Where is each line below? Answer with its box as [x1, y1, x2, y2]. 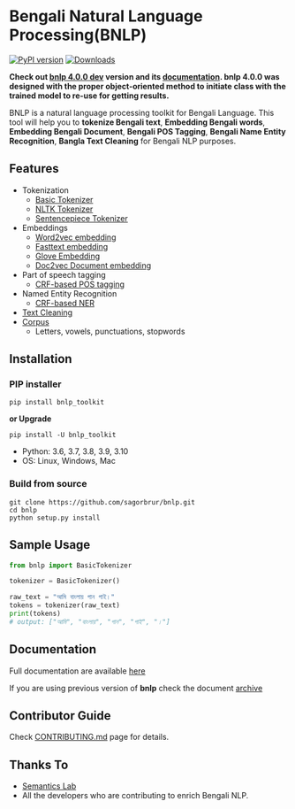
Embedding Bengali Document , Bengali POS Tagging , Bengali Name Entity [9, 126, 287, 136]
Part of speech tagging [21, 269, 106, 280]
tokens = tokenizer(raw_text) [9, 601, 121, 610]
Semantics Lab [21, 781, 77, 791]
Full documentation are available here [9, 666, 146, 676]
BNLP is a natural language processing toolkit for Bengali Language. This [9, 107, 275, 118]
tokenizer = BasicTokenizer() [9, 577, 121, 586]
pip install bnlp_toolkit [9, 398, 104, 407]
